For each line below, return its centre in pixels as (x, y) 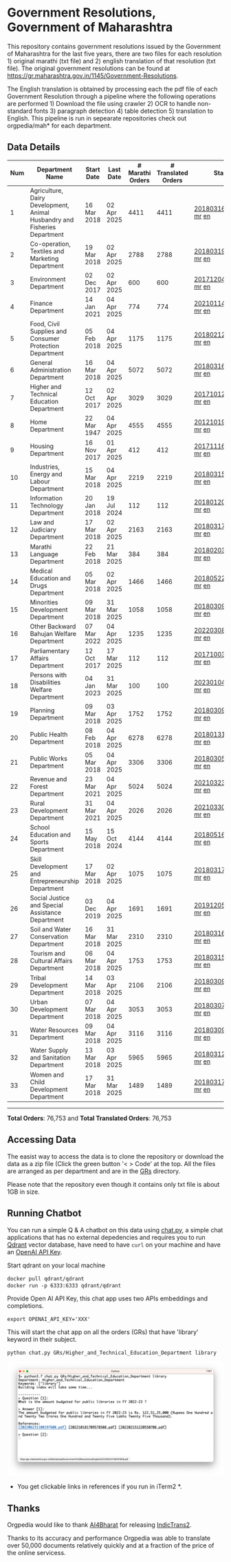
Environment (48, 279)
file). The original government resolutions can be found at (89, 68)
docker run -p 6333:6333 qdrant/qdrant (64, 1285)
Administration (51, 370)
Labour (40, 481)
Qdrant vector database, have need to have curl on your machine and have (114, 1245)
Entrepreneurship (55, 881)
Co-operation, (50, 244)
